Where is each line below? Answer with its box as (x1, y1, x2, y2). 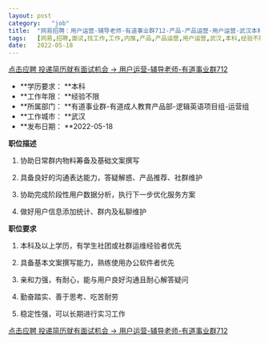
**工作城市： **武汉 (19, 111, 86, 121)
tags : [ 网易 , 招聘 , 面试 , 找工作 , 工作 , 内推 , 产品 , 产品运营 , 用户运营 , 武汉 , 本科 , (8, 34, 242, 42)
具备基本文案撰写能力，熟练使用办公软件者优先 (19, 258, 175, 268)
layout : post (8, 11, 52, 20)
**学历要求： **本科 (19, 82, 86, 91)
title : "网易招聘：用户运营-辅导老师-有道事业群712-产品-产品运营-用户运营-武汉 (8, 26, 252, 34)
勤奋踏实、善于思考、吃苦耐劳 (19, 292, 118, 301)
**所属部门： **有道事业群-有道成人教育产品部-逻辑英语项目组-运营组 (19, 102, 250, 111)
